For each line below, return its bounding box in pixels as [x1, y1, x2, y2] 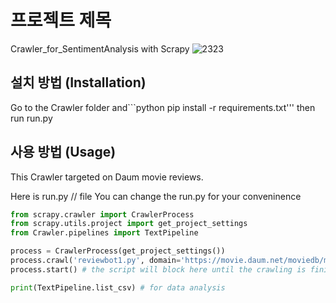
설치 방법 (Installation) [10, 74, 147, 91]
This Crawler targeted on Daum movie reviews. [10, 171, 204, 183]
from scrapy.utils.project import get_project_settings [10, 219, 248, 229]
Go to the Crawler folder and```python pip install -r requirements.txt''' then [10, 101, 316, 113]
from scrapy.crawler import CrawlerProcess [10, 209, 195, 220]
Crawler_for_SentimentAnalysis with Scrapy [10, 42, 190, 55]
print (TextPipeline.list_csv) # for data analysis [10, 282, 226, 293]
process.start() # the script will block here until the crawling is [10, 264, 307, 275]
